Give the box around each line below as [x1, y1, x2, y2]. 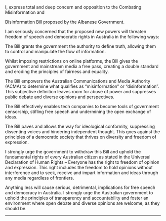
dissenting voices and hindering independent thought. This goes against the [5, 129, 160, 135]
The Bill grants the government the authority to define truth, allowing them [5, 43, 156, 49]
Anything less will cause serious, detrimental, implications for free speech [5, 184, 156, 190]
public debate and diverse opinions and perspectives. [5, 94, 115, 100]
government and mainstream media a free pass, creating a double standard [5, 64, 159, 69]
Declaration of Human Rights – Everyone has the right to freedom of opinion [5, 159, 160, 165]
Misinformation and [5, 9, 45, 15]
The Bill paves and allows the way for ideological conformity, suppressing [5, 123, 155, 129]
